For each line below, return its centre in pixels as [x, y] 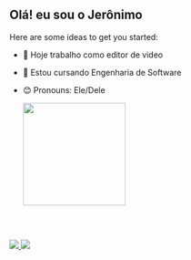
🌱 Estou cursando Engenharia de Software [102, 72]
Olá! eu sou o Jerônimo [76, 15]
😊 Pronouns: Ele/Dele [64, 89]
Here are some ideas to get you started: [84, 36]
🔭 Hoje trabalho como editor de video [93, 55]
